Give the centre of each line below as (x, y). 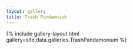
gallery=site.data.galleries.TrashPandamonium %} (67, 40)
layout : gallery (26, 11)
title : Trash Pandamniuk (36, 17)
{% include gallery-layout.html (43, 33)
